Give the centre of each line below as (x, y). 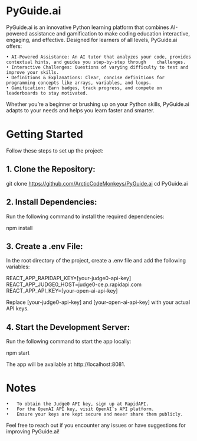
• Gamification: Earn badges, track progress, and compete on (84, 88)
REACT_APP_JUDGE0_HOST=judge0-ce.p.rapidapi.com (74, 284)
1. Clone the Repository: (51, 169)
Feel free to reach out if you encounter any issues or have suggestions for (96, 425)
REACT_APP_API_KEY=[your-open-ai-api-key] (62, 291)
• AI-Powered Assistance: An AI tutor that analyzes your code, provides (99, 57)
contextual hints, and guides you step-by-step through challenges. (96, 62)
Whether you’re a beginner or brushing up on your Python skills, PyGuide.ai (98, 104)
